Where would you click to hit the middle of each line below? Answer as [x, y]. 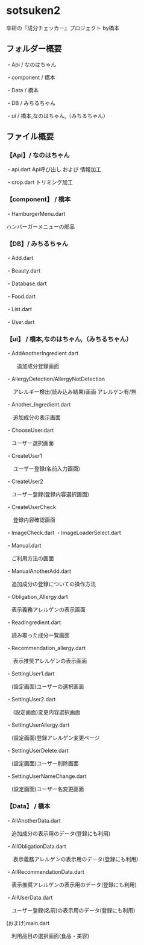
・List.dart [19, 309]
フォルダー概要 [34, 49]
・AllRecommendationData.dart [45, 871]
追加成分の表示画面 [37, 417]
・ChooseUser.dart [30, 430]
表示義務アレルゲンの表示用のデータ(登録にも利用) [76, 859]
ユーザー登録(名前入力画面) [46, 469]
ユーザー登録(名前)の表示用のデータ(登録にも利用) [73, 910]
